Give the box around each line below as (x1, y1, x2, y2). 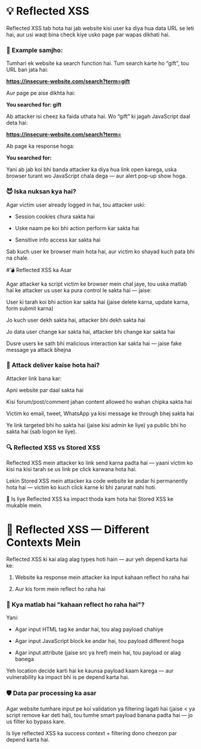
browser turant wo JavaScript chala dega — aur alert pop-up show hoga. (6, 172, 187, 180)
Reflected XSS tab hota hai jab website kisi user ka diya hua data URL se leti (6, 24, 194, 31)
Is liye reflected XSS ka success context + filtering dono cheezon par (6, 729, 177, 736)
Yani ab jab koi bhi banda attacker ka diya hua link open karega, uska (6, 166, 177, 173)
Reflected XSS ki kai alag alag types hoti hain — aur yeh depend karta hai (6, 556, 188, 563)
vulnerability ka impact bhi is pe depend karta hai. (6, 674, 130, 681)
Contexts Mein (6, 536, 81, 550)
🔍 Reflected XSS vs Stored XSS (6, 443, 101, 451)
